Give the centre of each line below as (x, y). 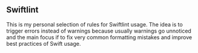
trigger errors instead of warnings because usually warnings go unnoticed (99, 31)
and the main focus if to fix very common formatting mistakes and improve (99, 37)
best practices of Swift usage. (44, 43)
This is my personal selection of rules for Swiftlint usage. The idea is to (94, 24)
